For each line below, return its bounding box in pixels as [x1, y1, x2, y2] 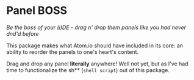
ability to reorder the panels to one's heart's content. [6, 48, 139, 55]
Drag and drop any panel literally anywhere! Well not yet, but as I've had [6, 60, 189, 67]
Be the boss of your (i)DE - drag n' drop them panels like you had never [6, 24, 187, 31]
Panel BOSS [6, 4, 68, 18]
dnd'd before [6, 30, 39, 37]
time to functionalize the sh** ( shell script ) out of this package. [6, 66, 170, 73]
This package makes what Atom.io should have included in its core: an [6, 42, 184, 49]
